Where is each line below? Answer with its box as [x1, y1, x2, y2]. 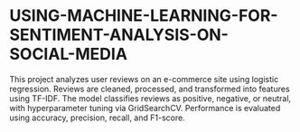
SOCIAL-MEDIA [9, 44, 128, 64]
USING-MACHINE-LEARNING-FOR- [9, 5, 278, 26]
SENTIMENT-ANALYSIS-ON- [9, 24, 229, 45]
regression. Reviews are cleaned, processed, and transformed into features [9, 83, 291, 94]
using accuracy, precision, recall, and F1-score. [9, 112, 185, 123]
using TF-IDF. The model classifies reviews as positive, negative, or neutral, [9, 92, 292, 104]
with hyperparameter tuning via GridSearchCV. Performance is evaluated [9, 102, 281, 113]
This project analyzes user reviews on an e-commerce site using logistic [9, 73, 279, 84]
